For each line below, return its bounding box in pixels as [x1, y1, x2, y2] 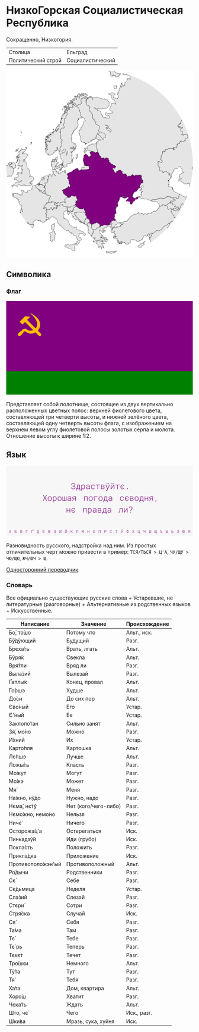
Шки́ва [8, 1018, 26, 1025]
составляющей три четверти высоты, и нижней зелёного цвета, [6, 413, 169, 421]
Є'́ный [8, 711, 25, 719]
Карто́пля [8, 745, 33, 752]
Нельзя [66, 811, 85, 818]
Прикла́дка [8, 852, 37, 860]
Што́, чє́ [8, 1009, 28, 1017]
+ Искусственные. [6, 607, 53, 614]
